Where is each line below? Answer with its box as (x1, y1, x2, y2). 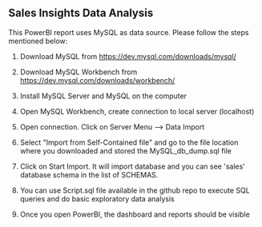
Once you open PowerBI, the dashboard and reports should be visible (19, 209, 250, 219)
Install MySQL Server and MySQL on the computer (19, 91, 187, 101)
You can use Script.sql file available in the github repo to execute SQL (19, 185, 250, 195)
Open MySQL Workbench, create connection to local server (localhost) (19, 106, 255, 116)
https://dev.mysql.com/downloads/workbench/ (19, 75, 175, 85)
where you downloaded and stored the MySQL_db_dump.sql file (19, 145, 232, 155)
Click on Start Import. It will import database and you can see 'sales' (19, 161, 246, 171)
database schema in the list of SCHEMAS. (19, 169, 159, 179)
